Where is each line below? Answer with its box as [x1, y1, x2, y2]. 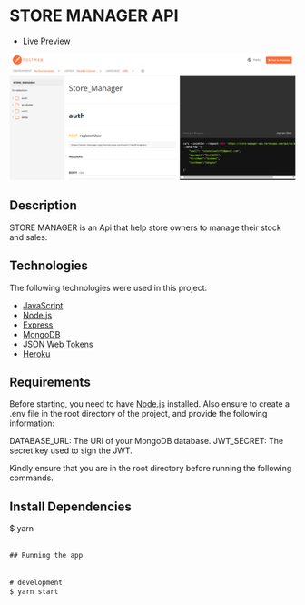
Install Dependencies [9, 499, 132, 514]
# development [9, 579, 64, 588]
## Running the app [9, 551, 84, 560]
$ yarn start [9, 588, 59, 597]
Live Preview [22, 35, 71, 46]
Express [22, 319, 54, 330]
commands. [9, 472, 54, 483]
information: [9, 418, 55, 429]
